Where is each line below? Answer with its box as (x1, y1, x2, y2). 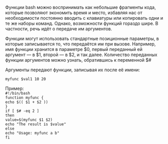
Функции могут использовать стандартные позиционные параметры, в (5, 35, 159, 41)
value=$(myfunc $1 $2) (5, 117, 53, 122)
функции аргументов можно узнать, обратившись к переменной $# (5, 57, 152, 63)
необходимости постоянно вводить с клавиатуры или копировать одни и (5, 15, 163, 21)
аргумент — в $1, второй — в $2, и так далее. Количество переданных (5, 52, 157, 58)
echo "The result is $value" (5, 122, 66, 127)
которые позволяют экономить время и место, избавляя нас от (5, 10, 142, 16)
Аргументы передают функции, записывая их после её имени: (5, 67, 140, 73)
